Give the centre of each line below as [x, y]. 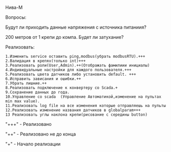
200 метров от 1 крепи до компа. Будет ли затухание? [65, 37]
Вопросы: [16, 17]
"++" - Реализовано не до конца [41, 134]
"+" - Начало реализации [33, 144]
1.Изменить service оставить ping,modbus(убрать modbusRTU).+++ [75, 56]
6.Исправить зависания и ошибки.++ [43, 79]
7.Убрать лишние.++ [26, 83]
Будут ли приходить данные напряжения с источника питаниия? [76, 27]
